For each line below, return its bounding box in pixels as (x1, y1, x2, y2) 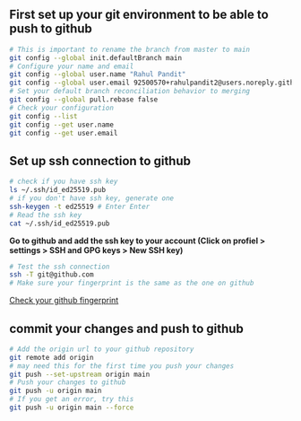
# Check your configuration (9, 103, 115, 112)
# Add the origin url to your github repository (9, 345, 194, 354)
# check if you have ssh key (9, 177, 118, 187)
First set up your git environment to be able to (9, 7, 269, 22)
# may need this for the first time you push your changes (9, 361, 235, 371)
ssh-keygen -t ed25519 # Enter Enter (9, 202, 150, 211)
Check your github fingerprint (9, 295, 119, 306)
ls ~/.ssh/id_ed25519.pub (9, 186, 106, 195)
